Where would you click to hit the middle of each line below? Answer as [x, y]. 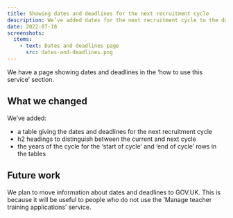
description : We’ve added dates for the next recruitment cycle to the [113, 20]
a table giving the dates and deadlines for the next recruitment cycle [115, 131]
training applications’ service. [49, 207]
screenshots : [26, 33]
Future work [34, 175]
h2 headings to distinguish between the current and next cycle [106, 139]
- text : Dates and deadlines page [69, 46]
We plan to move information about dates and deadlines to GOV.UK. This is [114, 192]
